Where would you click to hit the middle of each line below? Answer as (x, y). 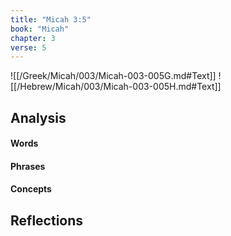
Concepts (31, 189)
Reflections (47, 220)
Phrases (28, 166)
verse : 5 (28, 47)
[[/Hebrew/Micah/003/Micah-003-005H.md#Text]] (116, 87)
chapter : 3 (33, 38)
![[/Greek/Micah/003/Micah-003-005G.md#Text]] (113, 76)
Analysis (38, 117)
